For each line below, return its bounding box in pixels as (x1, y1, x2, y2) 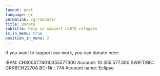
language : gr (5, 12, 33, 17)
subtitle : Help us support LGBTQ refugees (5, 26, 97, 31)
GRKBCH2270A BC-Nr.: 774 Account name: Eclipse (5, 64, 114, 71)
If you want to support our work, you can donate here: (5, 49, 119, 56)
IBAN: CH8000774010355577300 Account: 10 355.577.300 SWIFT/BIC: (5, 59, 155, 65)
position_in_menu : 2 (5, 36, 50, 41)
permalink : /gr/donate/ (5, 17, 56, 22)
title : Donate (5, 21, 36, 27)
